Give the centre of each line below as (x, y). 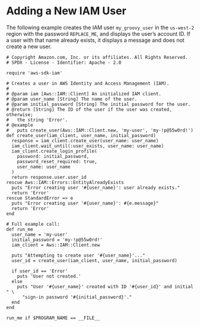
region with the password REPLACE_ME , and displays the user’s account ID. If (98, 33)
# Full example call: (33, 224)
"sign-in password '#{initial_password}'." (77, 297)
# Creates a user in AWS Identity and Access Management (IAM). (88, 83)
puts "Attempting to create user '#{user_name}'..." (79, 255)
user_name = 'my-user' (40, 234)
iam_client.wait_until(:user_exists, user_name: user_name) (88, 146)
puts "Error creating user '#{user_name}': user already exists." (96, 188)
